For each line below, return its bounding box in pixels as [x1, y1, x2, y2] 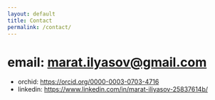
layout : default [7, 10, 56, 18]
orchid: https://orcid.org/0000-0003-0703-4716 [17, 77, 159, 86]
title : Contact [7, 17, 53, 24]
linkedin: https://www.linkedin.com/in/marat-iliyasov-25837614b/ [17, 85, 209, 94]
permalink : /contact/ [7, 23, 72, 30]
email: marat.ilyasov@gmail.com [7, 54, 207, 70]
